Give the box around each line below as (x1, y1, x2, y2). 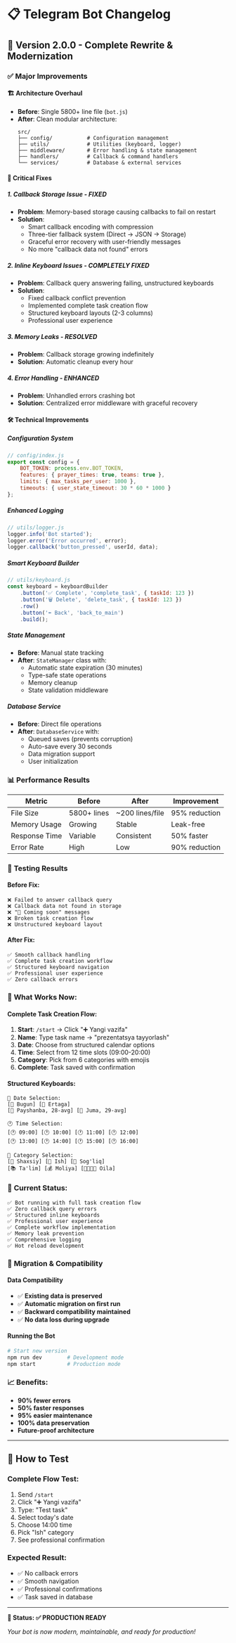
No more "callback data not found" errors (27, 245, 149, 254)
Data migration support (27, 750, 96, 758)
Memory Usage (11, 819, 62, 829)
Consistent (115, 831, 152, 840)
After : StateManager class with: (17, 656, 107, 665)
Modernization (7, 50, 74, 62)
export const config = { (7, 459, 80, 466)
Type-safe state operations (27, 671, 107, 679)
